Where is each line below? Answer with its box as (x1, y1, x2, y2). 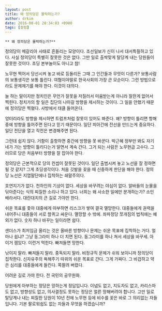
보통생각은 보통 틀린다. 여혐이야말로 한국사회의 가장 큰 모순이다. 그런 (10, 77, 139, 83)
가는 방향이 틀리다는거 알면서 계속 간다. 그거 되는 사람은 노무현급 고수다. (14, 144, 149, 150)
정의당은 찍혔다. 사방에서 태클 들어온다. (10, 105, 84, 111)
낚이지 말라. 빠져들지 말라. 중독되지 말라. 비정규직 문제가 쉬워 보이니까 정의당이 (5, 250, 153, 256)
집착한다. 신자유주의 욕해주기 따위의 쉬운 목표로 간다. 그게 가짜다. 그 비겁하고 (5, 256, 149, 262)
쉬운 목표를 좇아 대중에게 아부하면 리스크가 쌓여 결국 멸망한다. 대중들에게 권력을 (5, 205, 155, 211)
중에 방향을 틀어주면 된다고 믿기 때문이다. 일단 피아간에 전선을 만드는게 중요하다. (5, 122, 156, 127)
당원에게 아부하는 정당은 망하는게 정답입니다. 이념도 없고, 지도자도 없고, (5, 283, 139, 289)
